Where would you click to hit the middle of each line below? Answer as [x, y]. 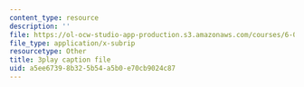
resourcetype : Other [48, 52]
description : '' [40, 26]
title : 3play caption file [60, 60]
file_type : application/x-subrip [72, 43]
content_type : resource [54, 18]
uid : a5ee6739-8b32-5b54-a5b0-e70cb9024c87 [93, 69]
